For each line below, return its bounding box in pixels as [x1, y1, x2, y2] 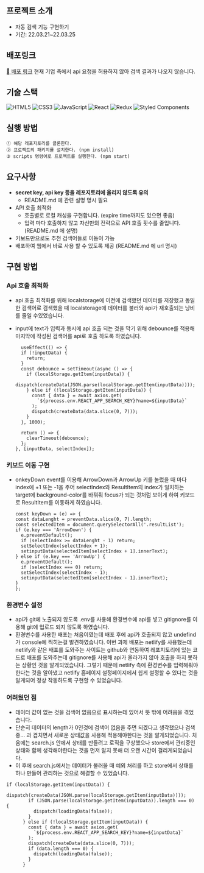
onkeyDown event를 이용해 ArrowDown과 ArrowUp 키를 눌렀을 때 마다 [15, 476, 187, 483]
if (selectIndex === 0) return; [21, 564, 103, 571]
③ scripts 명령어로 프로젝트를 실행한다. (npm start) [6, 154, 130, 160]
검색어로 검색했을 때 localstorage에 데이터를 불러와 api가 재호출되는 [21, 304, 184, 311]
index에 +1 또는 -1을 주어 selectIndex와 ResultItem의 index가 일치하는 [15, 484, 185, 491]
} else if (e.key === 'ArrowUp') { [15, 554, 106, 560]
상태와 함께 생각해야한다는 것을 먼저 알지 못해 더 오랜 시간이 [15, 746, 157, 754]
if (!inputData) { [21, 350, 68, 356]
